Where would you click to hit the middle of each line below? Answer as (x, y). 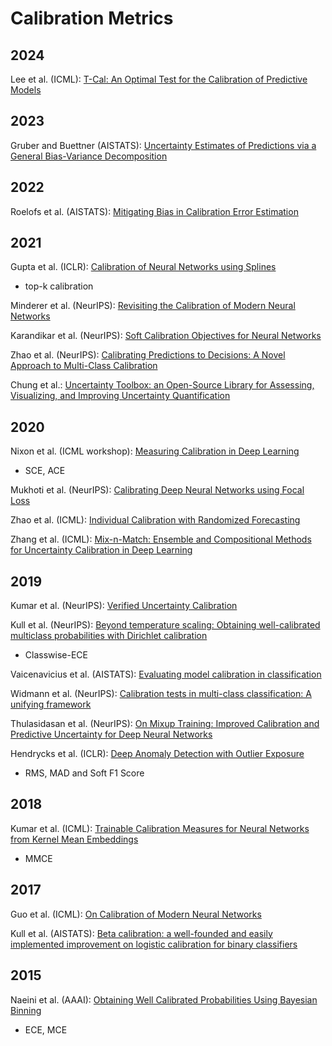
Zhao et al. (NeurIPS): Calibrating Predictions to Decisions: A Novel (148, 355)
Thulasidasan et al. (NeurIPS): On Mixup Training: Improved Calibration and (165, 724)
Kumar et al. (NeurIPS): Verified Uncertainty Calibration (124, 606)
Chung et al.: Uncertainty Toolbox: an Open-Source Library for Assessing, (162, 385)
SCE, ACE (45, 471)
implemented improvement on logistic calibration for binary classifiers (154, 944)
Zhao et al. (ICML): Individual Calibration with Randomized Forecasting (155, 520)
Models (26, 90)
